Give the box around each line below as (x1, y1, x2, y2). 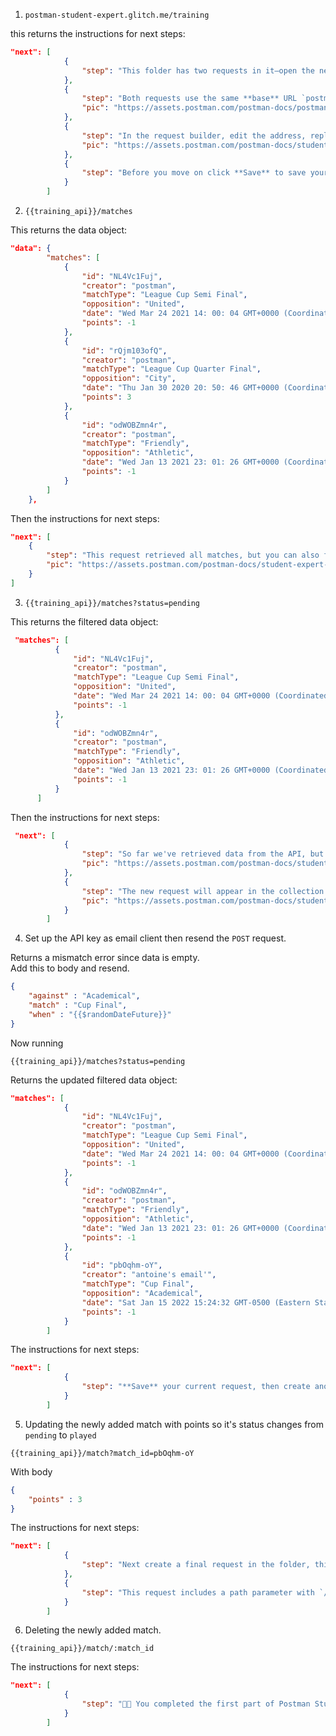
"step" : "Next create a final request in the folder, (81, 1560, 311, 1570)
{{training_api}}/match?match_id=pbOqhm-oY (10, 1448, 195, 1458)
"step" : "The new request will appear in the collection (81, 886, 325, 896)
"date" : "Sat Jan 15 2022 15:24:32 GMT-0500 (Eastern (81, 1297, 311, 1308)
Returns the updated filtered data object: (10, 1074, 178, 1086)
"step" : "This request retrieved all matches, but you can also (46, 550, 320, 561)
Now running (10, 1037, 64, 1049)
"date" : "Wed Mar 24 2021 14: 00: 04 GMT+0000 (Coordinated (73, 691, 329, 701)
